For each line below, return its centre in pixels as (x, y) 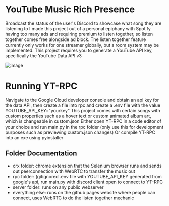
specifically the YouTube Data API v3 (44, 55)
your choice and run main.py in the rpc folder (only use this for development (84, 127)
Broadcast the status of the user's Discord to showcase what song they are (83, 23)
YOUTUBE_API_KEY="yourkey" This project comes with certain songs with (83, 110)
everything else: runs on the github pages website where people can (84, 192)
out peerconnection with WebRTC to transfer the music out (74, 171)
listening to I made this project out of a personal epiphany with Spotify (78, 28)
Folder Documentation (41, 154)
